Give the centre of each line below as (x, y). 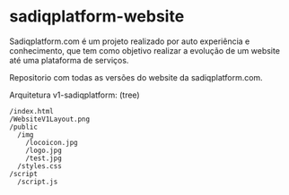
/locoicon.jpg (52, 142)
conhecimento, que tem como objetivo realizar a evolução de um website (145, 50)
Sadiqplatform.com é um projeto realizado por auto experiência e (130, 41)
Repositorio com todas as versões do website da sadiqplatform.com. (136, 77)
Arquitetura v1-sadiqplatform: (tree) (75, 95)
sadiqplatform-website (97, 17)
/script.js (38, 182)
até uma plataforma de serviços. (69, 60)
